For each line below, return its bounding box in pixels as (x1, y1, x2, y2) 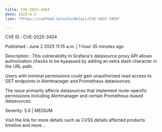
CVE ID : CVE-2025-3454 (5, 34, 57, 40)
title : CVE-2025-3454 (5, 7, 50, 12)
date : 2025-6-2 (5, 12, 37, 17)
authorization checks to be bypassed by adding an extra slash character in (5, 58, 157, 64)
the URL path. (5, 63, 33, 69)
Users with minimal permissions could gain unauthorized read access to (5, 73, 152, 79)
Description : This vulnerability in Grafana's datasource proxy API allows (5, 53, 152, 59)
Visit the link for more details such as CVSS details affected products (5, 117, 145, 123)
